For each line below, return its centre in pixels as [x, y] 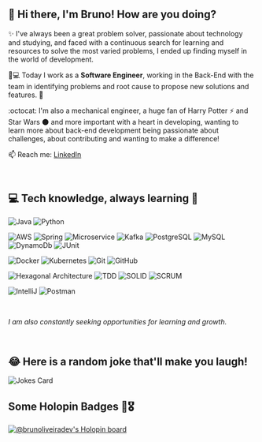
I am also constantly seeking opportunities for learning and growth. [118, 321]
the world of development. [51, 59]
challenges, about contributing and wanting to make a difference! [114, 138]
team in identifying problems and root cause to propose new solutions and [129, 86]
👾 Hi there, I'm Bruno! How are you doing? [112, 15]
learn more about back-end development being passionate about [113, 130]
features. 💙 [26, 95]
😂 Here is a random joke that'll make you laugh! [128, 362]
